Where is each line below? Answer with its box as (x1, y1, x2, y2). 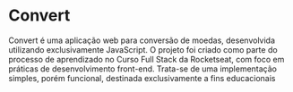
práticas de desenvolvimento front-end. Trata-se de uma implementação (8, 63, 278, 74)
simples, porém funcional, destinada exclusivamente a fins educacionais (8, 72, 276, 83)
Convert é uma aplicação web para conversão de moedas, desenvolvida (8, 35, 275, 46)
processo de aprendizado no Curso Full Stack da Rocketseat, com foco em (8, 54, 285, 64)
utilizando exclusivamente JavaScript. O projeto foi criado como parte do (8, 44, 279, 54)
